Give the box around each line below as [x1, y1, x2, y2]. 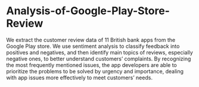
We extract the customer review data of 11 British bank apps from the [6, 36, 176, 43]
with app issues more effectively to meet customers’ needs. [6, 74, 153, 81]
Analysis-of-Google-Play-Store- [6, 4, 170, 18]
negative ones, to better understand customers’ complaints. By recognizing [6, 55, 191, 62]
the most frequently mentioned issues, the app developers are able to [6, 61, 178, 69]
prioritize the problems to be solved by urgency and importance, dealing [6, 67, 184, 75]
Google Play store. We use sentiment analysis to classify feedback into [6, 43, 180, 50]
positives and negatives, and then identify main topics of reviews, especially [6, 49, 194, 56]
